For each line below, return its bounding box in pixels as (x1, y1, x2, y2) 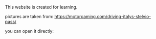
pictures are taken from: (5, 14, 54, 19)
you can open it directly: (5, 28, 54, 34)
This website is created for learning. (5, 4, 78, 10)
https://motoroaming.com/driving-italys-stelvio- (54, 14, 151, 19)
